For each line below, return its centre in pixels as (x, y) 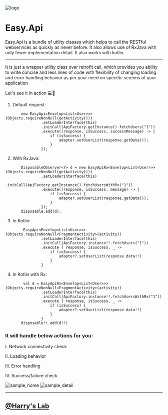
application (17, 83)
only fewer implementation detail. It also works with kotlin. (65, 52)
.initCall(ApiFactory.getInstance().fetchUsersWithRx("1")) (69, 185)
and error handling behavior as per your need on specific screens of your (81, 77)
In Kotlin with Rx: (29, 274)
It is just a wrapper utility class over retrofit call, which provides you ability (81, 67)
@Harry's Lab (27, 406)
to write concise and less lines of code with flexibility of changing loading (81, 72)
